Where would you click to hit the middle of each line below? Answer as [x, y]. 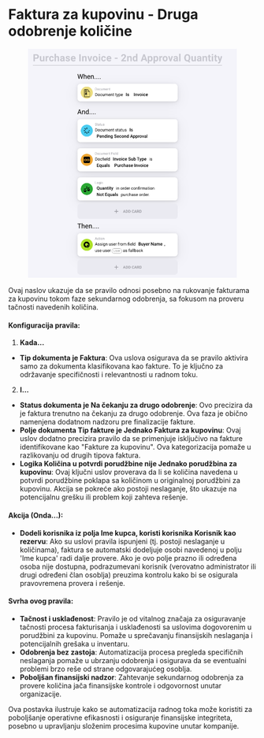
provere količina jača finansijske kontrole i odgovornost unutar [121, 685]
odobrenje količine [70, 31]
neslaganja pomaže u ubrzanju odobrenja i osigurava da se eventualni [133, 660]
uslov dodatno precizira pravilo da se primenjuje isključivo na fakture [131, 439]
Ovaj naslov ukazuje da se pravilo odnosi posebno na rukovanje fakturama [129, 291]
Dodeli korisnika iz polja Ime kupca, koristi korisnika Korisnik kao [128, 532]
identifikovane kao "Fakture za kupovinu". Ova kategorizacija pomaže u [135, 447]
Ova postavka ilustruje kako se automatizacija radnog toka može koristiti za [130, 709]
